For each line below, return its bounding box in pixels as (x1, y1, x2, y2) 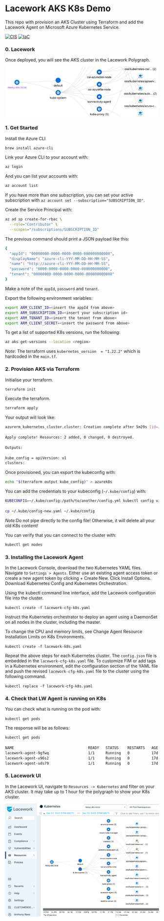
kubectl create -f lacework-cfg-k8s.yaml (5, 605, 91, 610)
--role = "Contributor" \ (9, 222, 58, 227)
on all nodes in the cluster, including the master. (5, 619, 102, 625)
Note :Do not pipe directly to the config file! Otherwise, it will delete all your (5, 517, 155, 523)
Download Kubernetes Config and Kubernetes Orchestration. (5, 580, 128, 586)
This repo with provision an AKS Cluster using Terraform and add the (5, 19, 144, 25)
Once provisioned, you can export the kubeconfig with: (5, 470, 116, 475)
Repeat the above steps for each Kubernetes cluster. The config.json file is (5, 653, 157, 658)
